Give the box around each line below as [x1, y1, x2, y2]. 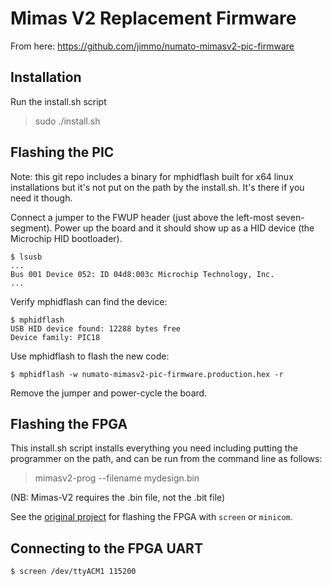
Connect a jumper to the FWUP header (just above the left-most [10, 211, 274, 223]
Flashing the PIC [10, 144, 115, 161]
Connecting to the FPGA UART [10, 540, 203, 557]
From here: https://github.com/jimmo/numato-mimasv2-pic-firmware [10, 40, 295, 52]
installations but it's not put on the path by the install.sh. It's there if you [10, 181, 305, 193]
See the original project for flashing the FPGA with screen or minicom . [10, 511, 293, 523]
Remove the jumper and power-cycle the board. [10, 387, 208, 399]
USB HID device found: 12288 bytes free [10, 323, 182, 334]
